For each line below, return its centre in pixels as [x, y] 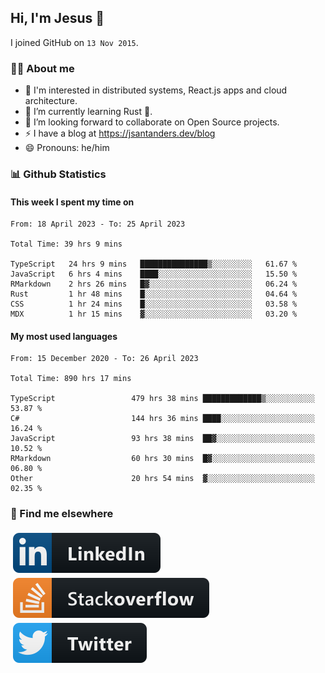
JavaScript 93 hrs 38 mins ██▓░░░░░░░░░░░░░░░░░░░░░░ [162, 439]
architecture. [51, 101]
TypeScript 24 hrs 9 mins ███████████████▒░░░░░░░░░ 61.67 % [154, 264]
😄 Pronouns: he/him [67, 148]
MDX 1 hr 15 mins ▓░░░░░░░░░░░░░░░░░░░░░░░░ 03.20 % [154, 314]
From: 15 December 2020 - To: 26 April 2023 [104, 359]
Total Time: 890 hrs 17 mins [71, 379]
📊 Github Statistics [58, 174]
